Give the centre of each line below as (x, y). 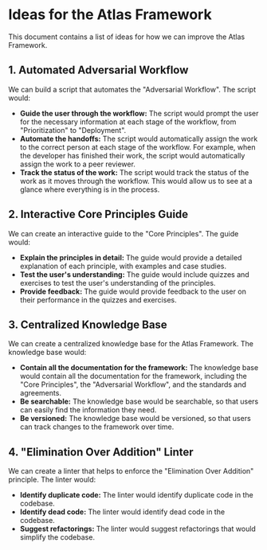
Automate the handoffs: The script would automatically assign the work (139, 138)
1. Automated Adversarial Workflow (98, 70)
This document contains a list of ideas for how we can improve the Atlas (127, 37)
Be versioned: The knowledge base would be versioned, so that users (135, 419)
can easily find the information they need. (88, 410)
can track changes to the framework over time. (97, 427)
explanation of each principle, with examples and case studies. (123, 266)
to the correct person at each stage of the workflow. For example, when (138, 147)
